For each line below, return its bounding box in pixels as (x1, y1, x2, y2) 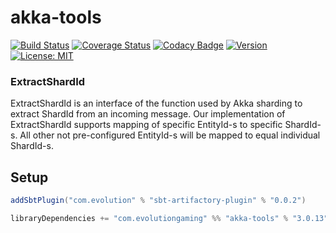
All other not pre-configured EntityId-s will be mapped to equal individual (19, 129, 321, 141)
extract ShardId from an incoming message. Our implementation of (10, 108, 286, 120)
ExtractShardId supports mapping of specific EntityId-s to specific (10, 119, 283, 131)
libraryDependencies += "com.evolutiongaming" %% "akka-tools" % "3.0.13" (10, 213, 329, 223)
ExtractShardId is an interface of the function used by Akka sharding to (10, 97, 303, 110)
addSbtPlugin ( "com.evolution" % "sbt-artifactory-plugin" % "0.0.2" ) (10, 196, 307, 206)
